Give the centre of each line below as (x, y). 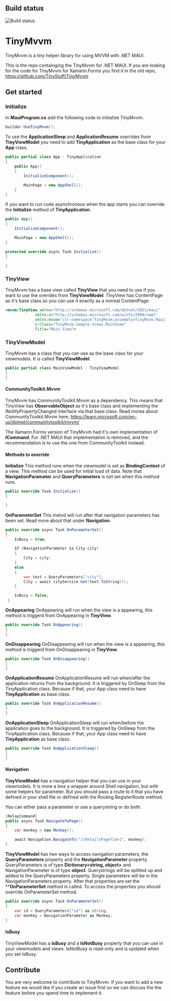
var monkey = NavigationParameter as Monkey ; (64, 915)
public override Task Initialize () (43, 491)
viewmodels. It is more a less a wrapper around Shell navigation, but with (82, 786)
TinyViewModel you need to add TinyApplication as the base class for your (85, 142)
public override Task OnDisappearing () (48, 659)
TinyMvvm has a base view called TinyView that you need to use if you (80, 290)
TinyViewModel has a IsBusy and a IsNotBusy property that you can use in (84, 943)
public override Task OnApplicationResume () (53, 704)
